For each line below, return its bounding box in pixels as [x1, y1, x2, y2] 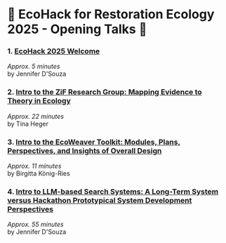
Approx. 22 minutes [7, 112, 65, 120]
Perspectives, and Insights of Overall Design [7, 145, 162, 155]
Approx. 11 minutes [7, 162, 62, 171]
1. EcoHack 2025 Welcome [7, 46, 100, 56]
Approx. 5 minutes [7, 63, 60, 71]
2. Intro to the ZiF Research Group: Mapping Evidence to [7, 87, 202, 97]
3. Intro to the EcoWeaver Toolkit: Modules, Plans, [7, 137, 181, 147]
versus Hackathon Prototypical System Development [7, 196, 192, 205]
